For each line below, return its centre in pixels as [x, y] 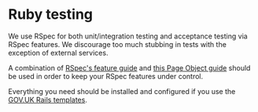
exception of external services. [58, 52]
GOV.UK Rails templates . [48, 99]
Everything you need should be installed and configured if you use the [122, 91]
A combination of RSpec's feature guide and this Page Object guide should [129, 67]
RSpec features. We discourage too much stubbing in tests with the [117, 44]
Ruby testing [50, 14]
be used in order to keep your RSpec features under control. [106, 76]
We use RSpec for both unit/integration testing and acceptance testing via [128, 36]
